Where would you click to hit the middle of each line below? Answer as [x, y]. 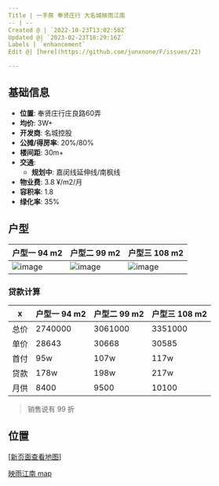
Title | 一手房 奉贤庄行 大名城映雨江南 [67, 15]
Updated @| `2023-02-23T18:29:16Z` [66, 37]
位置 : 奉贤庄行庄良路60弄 [60, 113]
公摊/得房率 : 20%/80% [57, 142]
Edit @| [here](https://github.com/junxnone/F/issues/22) [105, 52]
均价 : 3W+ [36, 123]
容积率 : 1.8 [36, 191]
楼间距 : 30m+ [42, 152]
